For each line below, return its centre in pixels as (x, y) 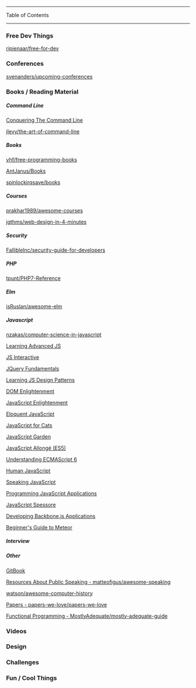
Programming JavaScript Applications (52, 494)
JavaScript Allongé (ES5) (36, 448)
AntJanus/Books (26, 171)
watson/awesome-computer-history (50, 593)
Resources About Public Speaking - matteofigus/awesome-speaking (88, 582)
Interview (18, 541)
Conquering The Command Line (45, 120)
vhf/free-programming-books (42, 160)
